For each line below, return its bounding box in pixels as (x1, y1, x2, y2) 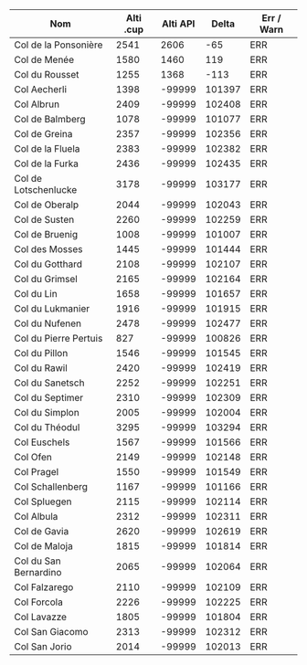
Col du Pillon (14, 347, 69, 359)
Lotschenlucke (14, 184, 78, 195)
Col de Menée (14, 54, 75, 66)
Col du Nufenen (14, 317, 82, 330)
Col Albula (14, 511, 58, 522)
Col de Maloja (14, 540, 73, 552)
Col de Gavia (14, 525, 69, 537)
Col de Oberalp (14, 198, 79, 211)
